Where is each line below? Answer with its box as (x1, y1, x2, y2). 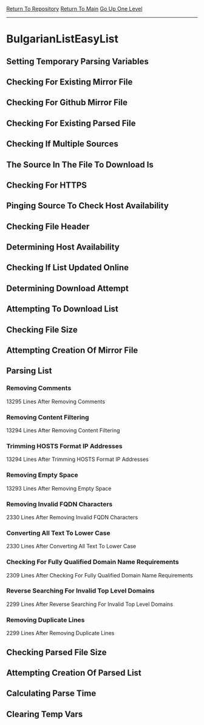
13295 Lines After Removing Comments (6, 398, 105, 405)
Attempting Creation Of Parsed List (6, 667, 141, 678)
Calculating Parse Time (6, 689, 97, 699)
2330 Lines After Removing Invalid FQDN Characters (6, 513, 138, 521)
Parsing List (6, 366, 52, 376)
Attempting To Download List (6, 304, 118, 315)
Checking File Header (6, 221, 90, 231)
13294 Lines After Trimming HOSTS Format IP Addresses (6, 455, 149, 463)
